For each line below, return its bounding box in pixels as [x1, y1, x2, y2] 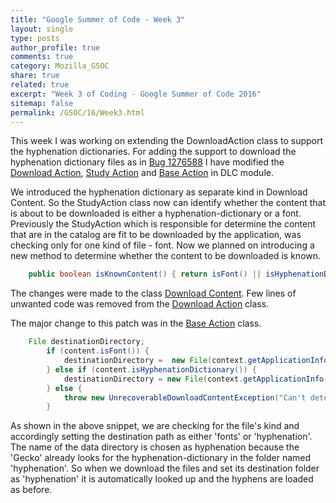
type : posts [10, 33, 60, 43]
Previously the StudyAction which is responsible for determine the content [10, 218, 317, 230]
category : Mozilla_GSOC [10, 61, 110, 71]
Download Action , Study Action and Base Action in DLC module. [10, 167, 274, 179]
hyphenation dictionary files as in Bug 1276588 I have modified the [10, 156, 285, 168]
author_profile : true [10, 42, 101, 53]
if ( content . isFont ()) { [46, 346, 150, 356]
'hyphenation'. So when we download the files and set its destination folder [10, 462, 320, 475]
